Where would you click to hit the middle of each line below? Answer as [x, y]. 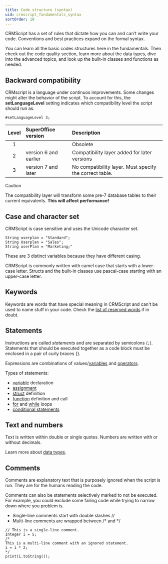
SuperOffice [40, 130]
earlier [33, 159]
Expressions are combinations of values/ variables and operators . [72, 363]
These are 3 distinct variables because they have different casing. [73, 256]
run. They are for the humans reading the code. [54, 486]
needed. [14, 65]
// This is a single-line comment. [42, 530]
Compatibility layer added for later [112, 153]
